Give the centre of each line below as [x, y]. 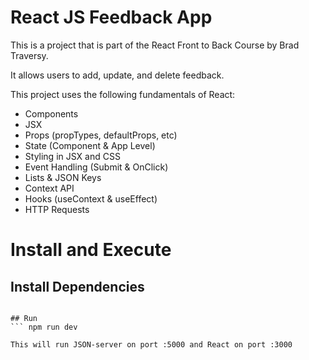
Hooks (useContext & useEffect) [91, 198]
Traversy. [29, 55]
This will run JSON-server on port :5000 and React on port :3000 [151, 344]
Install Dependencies [77, 286]
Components [51, 113]
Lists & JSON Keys [63, 177]
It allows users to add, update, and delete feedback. [117, 75]
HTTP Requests [57, 209]
